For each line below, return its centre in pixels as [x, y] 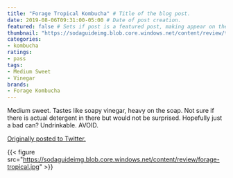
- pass [17, 59]
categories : [24, 39]
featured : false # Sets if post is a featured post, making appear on [111, 26]
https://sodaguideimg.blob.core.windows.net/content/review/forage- [121, 159]
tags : [15, 65]
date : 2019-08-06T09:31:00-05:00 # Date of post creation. [94, 20]
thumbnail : [23, 33]
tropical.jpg [23, 167]
